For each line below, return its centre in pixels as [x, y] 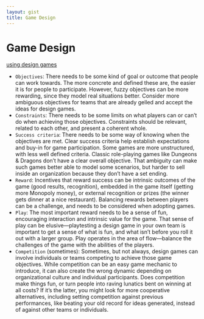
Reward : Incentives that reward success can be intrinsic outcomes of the [105, 180]
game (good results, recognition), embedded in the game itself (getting [104, 187]
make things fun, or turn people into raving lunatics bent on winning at [103, 284]
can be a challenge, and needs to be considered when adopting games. [105, 206]
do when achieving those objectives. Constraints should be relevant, [101, 122]
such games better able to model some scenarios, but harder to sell [100, 167]
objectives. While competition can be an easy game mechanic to [96, 264]
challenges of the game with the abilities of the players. [84, 245]
